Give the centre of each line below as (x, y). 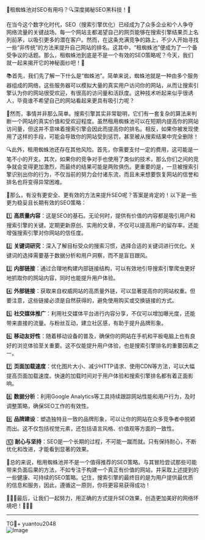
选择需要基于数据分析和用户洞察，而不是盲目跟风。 (86, 255)
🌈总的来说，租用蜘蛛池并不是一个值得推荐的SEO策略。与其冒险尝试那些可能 (102, 462)
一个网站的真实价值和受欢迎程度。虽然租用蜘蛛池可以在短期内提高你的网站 (105, 121)
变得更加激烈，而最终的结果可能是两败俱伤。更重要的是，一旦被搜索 (108, 167)
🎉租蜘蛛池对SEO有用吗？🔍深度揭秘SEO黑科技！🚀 (69, 9)
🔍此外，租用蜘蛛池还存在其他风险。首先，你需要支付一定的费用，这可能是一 (103, 150)
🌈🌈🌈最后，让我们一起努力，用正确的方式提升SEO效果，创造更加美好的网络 (100, 498)
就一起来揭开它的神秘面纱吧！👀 (46, 63)
